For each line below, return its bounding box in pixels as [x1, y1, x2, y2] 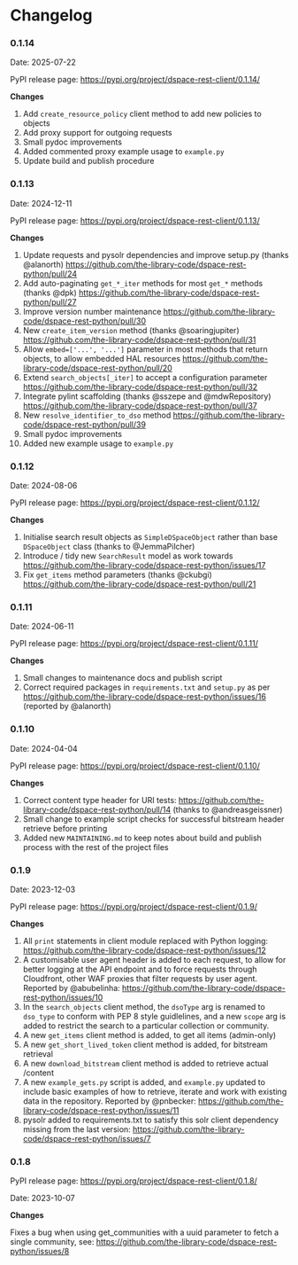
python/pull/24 [22, 268, 78, 279]
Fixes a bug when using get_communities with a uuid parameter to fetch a [10, 1227, 279, 1238]
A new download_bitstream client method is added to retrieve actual [22, 1058, 269, 1068]
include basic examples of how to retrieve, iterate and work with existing [22, 1086, 287, 1097]
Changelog [10, 5, 93, 26]
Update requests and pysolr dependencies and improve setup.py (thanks [22, 249, 289, 260]
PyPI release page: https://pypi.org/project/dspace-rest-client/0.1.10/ [10, 760, 260, 771]
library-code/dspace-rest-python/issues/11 [22, 1105, 180, 1115]
